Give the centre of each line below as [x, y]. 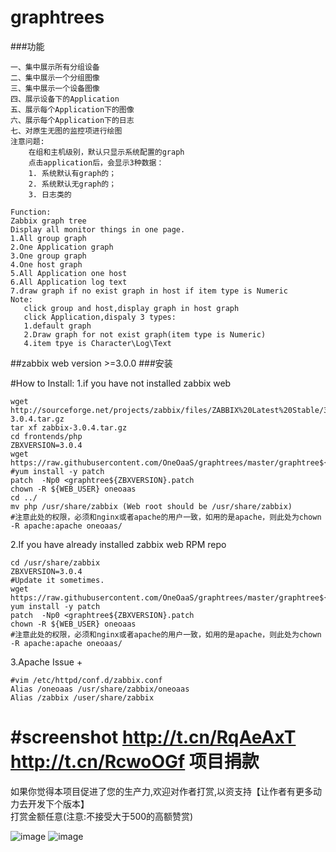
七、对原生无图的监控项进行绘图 [66, 131]
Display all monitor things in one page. [98, 229]
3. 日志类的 [50, 194]
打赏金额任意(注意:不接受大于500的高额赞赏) [102, 816]
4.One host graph [46, 264]
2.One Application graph [62, 247]
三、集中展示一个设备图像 [55, 88]
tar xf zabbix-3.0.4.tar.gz [69, 427]
